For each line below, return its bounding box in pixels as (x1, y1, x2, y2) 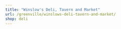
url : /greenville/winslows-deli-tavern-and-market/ (5, 12, 116, 17)
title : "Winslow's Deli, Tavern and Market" (5, 7, 100, 12)
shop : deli (5, 16, 28, 21)
